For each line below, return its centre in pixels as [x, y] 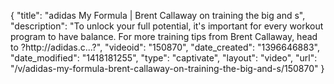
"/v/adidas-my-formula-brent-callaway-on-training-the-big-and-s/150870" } [167, 68]
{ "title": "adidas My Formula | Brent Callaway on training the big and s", [158, 15]
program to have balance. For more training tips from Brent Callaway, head [164, 36]
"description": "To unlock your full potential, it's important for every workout [167, 26]
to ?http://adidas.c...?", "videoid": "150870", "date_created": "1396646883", [165, 47]
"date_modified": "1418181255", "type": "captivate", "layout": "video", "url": [164, 58]
